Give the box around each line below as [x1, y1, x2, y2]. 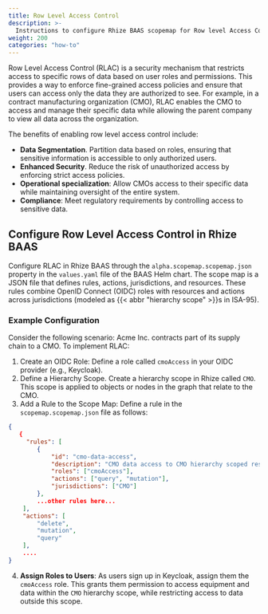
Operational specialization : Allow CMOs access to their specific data [19, 179, 249, 188]
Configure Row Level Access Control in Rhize [8, 227, 238, 241]
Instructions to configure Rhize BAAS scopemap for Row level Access [15, 26, 251, 34]
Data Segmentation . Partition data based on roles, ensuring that [19, 145, 231, 155]
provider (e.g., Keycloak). [19, 365, 104, 375]
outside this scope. [19, 596, 83, 606]
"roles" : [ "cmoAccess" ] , [50, 467, 134, 475]
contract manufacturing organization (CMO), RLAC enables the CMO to [8, 97, 242, 107]
